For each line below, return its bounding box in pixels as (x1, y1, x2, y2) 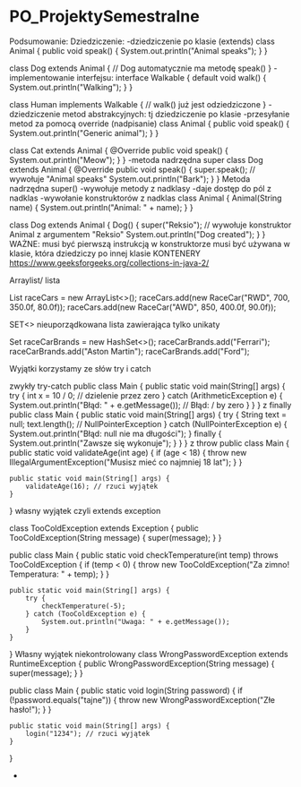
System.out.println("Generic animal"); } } (9, 127, 159, 138)
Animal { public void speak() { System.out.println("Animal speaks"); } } (9, 45, 269, 56)
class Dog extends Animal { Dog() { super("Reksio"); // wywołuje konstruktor (9, 219, 292, 230)
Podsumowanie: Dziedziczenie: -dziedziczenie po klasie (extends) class (9, 36, 275, 47)
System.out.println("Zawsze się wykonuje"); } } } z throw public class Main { (9, 437, 289, 449)
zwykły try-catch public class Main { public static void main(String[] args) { (9, 381, 286, 391)
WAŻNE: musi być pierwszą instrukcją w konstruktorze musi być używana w (9, 238, 291, 249)
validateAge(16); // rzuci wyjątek (25, 482, 159, 491)
